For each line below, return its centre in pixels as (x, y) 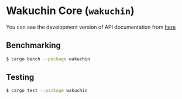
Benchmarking (34, 45)
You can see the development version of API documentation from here (91, 27)
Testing (20, 77)
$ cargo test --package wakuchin (47, 91)
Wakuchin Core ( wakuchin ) (70, 11)
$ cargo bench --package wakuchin (48, 59)
